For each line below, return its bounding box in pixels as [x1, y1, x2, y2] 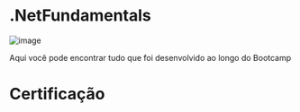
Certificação [9, 84, 105, 104]
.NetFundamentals [9, 5, 151, 26]
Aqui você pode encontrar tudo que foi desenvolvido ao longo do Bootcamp [9, 52, 292, 63]
